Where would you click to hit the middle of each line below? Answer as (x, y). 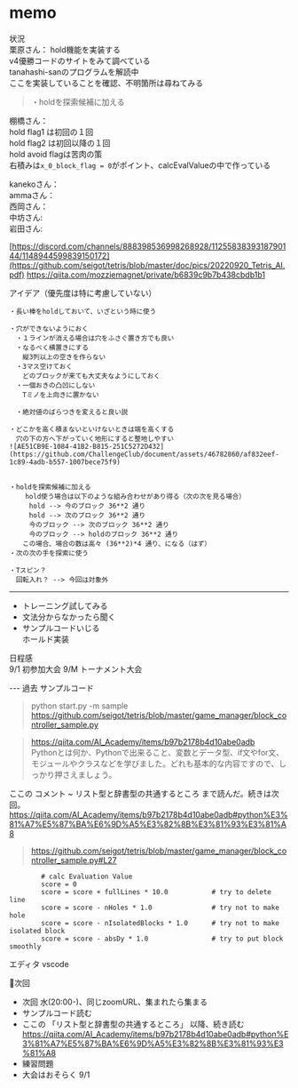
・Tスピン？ (28, 570)
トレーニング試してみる (65, 605)
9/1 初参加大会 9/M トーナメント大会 (76, 668)
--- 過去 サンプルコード (52, 688)
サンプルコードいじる (61, 628)
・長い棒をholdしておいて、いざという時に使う (83, 311)
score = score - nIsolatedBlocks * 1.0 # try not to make (160, 923)
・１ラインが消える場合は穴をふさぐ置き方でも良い (95, 338)
